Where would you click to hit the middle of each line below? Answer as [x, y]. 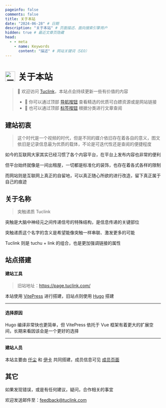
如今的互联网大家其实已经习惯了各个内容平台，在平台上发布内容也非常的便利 [83, 155]
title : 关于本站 [20, 19]
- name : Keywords [32, 46]
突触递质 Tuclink [34, 212]
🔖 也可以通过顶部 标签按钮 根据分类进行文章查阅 [73, 108]
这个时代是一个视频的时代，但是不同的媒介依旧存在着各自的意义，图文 [89, 138]
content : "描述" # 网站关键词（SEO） [54, 51]
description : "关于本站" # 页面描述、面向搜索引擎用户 [56, 28]
